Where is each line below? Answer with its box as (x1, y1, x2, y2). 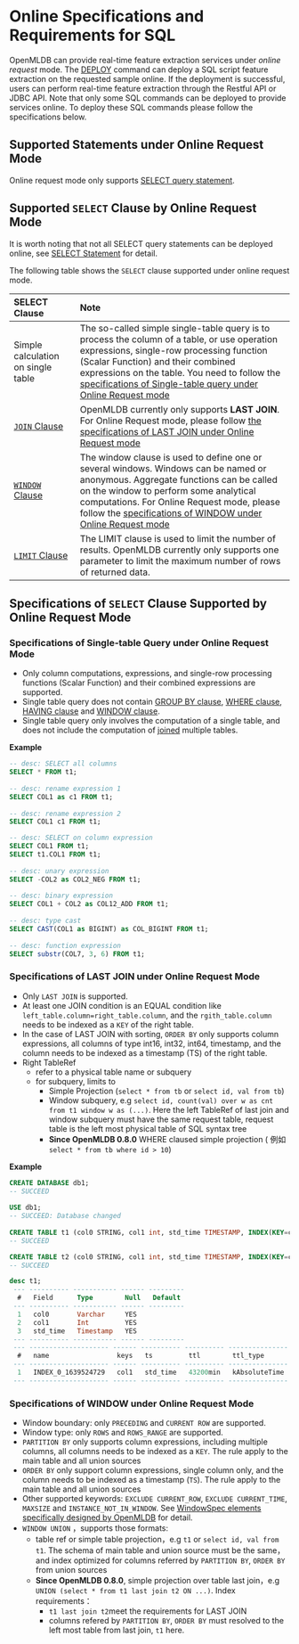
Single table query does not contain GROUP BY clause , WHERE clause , (21, 697, 283, 707)
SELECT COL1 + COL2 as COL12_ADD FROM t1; (9, 900, 169, 909)
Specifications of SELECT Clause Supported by (9, 595, 267, 611)
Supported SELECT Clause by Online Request (9, 200, 257, 216)
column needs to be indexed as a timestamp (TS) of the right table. (21, 1047, 268, 1058)
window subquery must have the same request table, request (48, 1114, 274, 1125)
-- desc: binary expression (9, 891, 114, 901)
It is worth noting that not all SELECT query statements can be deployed (9, 238, 273, 249)
